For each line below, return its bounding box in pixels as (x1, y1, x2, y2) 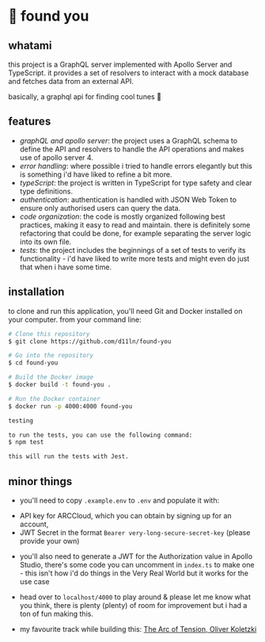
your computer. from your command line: (8, 315, 142, 324)
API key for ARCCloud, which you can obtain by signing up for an (19, 510, 232, 520)
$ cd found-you (8, 359, 59, 367)
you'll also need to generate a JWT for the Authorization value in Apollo (19, 551, 253, 561)
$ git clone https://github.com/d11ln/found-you (8, 337, 172, 346)
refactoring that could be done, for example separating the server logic (19, 228, 252, 238)
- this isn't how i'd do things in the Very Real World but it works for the (19, 568, 249, 578)
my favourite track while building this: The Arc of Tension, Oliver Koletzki (19, 624, 257, 633)
